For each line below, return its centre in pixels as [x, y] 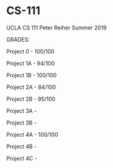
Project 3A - [22, 110]
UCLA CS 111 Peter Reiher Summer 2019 [56, 28]
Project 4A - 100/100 [32, 134]
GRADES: [18, 39]
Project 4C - [22, 158]
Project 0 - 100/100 [31, 51]
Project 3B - [21, 123]
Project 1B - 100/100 [31, 75]
